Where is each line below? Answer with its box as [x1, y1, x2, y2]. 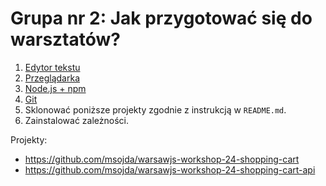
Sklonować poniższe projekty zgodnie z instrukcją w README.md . [24, 103, 287, 116]
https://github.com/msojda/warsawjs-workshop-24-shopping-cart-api [24, 163, 316, 176]
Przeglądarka [24, 72, 81, 84]
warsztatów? [10, 28, 121, 51]
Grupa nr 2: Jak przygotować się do [10, 7, 313, 30]
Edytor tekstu [24, 61, 81, 73]
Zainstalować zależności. [24, 114, 129, 126]
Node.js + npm [24, 82, 87, 94]
